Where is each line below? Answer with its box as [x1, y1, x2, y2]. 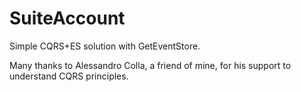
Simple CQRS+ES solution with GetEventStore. [9, 40, 201, 52]
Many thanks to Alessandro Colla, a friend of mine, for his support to [9, 59, 292, 71]
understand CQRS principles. [9, 70, 129, 82]
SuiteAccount [9, 7, 126, 30]
